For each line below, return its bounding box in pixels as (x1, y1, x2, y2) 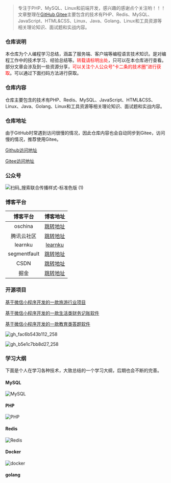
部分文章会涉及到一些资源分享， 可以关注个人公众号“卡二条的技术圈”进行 (5, 64, 157, 70)
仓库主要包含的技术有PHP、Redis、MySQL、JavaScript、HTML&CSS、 (5, 97, 156, 103)
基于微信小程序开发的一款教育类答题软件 (5, 321, 90, 327)
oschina (14, 223, 33, 230)
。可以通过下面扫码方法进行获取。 (10, 70, 82, 76)
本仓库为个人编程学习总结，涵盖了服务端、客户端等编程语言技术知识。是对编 (5, 51, 166, 57)
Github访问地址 (5, 147, 37, 153)
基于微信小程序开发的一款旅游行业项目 (5, 299, 86, 305)
